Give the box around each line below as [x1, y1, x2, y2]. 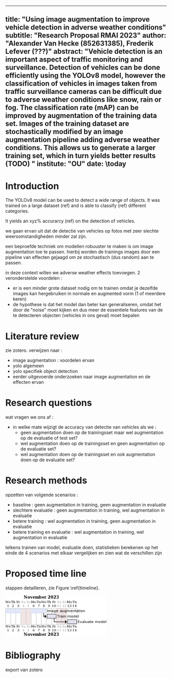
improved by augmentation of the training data [5, 111, 157, 120]
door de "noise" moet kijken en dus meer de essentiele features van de [12, 307, 163, 313]
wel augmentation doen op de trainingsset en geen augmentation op [20, 440, 165, 447]
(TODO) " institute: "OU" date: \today [5, 160, 126, 168]
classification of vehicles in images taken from [5, 79, 157, 88]
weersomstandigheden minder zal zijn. [5, 233, 87, 239]
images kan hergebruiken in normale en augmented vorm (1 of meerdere [12, 291, 166, 297]
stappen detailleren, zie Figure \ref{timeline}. [5, 585, 100, 591]
